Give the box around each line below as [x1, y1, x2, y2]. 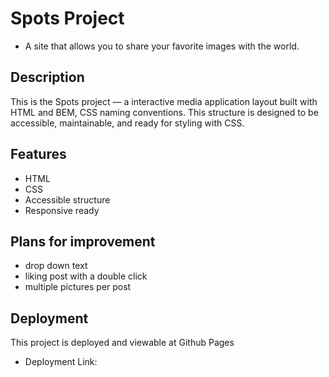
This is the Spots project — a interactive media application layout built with [10, 95, 318, 107]
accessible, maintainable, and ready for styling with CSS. [10, 117, 245, 129]
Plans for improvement [10, 233, 156, 250]
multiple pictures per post [24, 281, 132, 293]
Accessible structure [24, 193, 111, 206]
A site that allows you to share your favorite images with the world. [24, 40, 300, 52]
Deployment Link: [24, 356, 98, 368]
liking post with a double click [24, 270, 148, 282]
